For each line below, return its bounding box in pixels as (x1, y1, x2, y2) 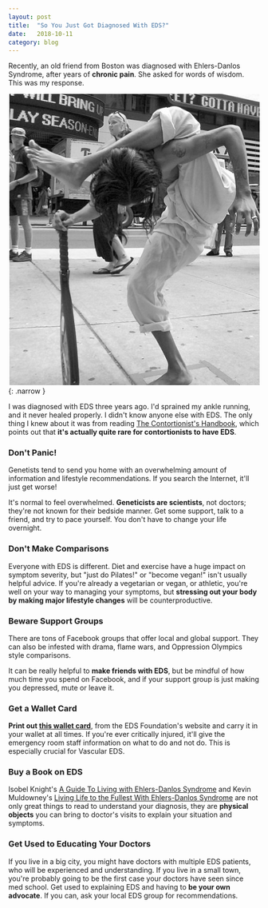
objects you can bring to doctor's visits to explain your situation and (8, 810, 233, 819)
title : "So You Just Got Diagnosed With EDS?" (8, 21, 170, 30)
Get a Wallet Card (8, 703, 77, 714)
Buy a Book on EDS (8, 767, 83, 778)
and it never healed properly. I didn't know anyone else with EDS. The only (8, 410, 253, 420)
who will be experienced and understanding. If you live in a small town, (8, 865, 242, 874)
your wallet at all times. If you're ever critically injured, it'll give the (8, 730, 226, 739)
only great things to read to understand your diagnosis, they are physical (8, 802, 249, 811)
